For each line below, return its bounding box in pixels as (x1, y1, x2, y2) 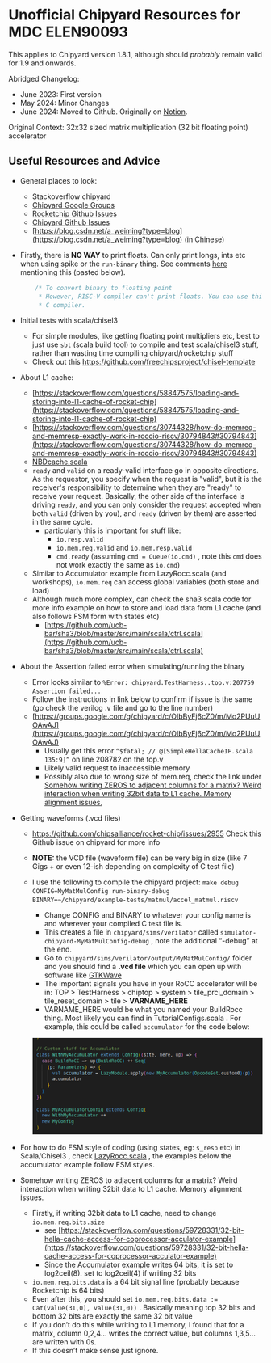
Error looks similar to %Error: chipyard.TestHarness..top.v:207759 (31, 677, 255, 687)
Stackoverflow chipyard (31, 192, 111, 201)
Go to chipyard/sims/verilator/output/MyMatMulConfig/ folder (44, 953, 252, 963)
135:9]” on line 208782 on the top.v (44, 754, 164, 765)
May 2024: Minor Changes (19, 98, 110, 108)
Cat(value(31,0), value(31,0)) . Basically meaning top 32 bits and (31, 1303, 256, 1313)
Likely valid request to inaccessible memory (44, 763, 190, 773)
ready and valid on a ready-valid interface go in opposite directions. (31, 466, 260, 475)
